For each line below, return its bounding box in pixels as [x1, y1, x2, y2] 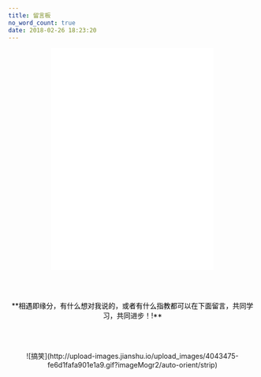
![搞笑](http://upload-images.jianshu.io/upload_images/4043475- [26, 352, 239, 361]
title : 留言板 [8, 11, 51, 20]
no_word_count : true [8, 19, 76, 27]
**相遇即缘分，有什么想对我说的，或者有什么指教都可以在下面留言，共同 [11, 301, 247, 311]
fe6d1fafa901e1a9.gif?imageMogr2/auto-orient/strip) [47, 360, 218, 370]
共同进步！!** [116, 311, 163, 320]
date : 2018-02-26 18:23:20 [8, 26, 97, 34]
